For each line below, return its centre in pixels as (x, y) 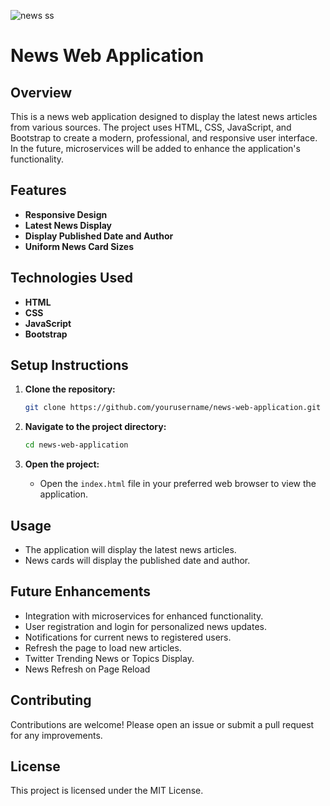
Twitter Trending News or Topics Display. (109, 658)
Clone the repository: (70, 389)
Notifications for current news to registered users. (128, 637)
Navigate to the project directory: (95, 427)
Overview (41, 92)
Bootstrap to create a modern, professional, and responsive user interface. (164, 138)
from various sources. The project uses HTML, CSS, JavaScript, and (151, 127)
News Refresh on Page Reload (87, 669)
